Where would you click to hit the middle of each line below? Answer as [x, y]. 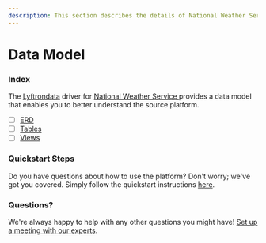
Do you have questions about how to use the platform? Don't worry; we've [129, 176]
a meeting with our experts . [53, 230]
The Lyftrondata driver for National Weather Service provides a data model [130, 96]
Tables [30, 129]
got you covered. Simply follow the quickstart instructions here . [112, 184]
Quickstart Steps [42, 159]
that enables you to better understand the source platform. [104, 105]
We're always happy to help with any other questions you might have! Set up [133, 222]
